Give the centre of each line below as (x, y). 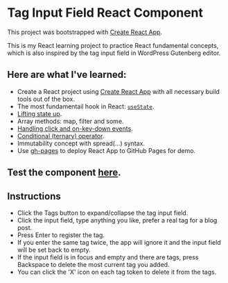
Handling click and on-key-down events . (75, 128)
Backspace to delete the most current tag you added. (93, 264)
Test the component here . (64, 173)
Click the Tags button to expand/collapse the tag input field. (103, 213)
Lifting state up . (40, 113)
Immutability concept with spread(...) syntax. (81, 143)
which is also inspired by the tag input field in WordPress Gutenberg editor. (114, 53)
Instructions (34, 196)
